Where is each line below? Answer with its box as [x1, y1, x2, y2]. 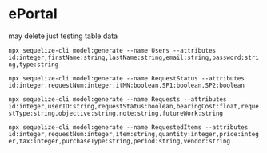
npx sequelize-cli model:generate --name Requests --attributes [8, 95, 227, 104]
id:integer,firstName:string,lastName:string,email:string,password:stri [8, 53, 260, 61]
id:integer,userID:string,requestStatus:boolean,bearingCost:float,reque [8, 102, 260, 110]
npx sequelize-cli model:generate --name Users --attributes [8, 46, 217, 54]
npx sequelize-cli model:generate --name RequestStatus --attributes [8, 74, 245, 82]
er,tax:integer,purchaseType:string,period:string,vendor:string [8, 137, 230, 145]
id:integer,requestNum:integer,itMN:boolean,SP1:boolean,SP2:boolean [8, 81, 245, 89]
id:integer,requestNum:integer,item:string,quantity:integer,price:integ [8, 130, 260, 138]
